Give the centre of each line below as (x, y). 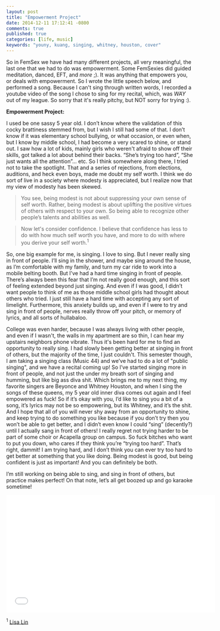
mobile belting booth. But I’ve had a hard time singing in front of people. (94, 273)
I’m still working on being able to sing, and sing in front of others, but (91, 474)
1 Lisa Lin (17, 621)
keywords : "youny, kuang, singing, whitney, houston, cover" (84, 45)
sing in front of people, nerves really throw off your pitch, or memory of (94, 311)
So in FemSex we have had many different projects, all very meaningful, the (99, 62)
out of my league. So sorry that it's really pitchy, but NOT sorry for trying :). (98, 100)
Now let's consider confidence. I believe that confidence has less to (104, 229)
